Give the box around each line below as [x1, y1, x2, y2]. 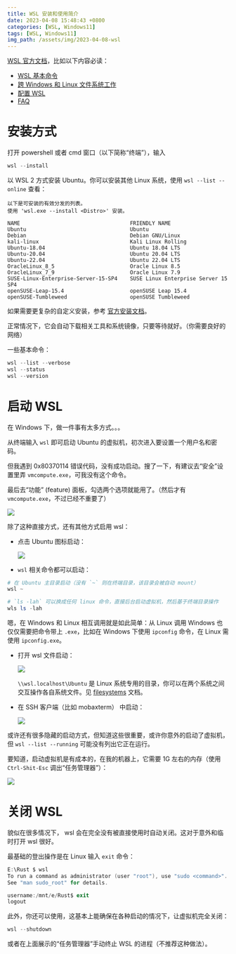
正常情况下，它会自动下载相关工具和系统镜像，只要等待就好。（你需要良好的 [7, 321, 226, 330]
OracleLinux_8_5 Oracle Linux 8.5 [7, 263, 181, 270]
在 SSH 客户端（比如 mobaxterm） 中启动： [17, 703, 145, 711]
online [7, 185, 27, 193]
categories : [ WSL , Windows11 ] [7, 23, 96, 30]
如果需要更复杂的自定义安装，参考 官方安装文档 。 [7, 306, 151, 315]
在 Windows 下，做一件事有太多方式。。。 [7, 423, 124, 431]
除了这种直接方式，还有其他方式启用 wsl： [7, 522, 130, 530]
